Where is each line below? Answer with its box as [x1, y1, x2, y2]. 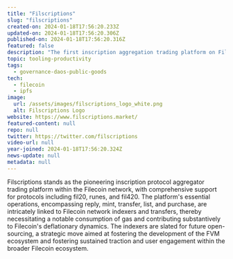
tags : [7, 62, 23, 69]
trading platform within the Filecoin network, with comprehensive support [7, 185, 217, 193]
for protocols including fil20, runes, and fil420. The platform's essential [7, 192, 210, 201]
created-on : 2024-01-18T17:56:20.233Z [7, 23, 119, 30]
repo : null [7, 126, 39, 133]
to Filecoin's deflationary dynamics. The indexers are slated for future [7, 222, 207, 230]
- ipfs [13, 87, 33, 94]
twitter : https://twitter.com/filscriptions [7, 133, 138, 140]
